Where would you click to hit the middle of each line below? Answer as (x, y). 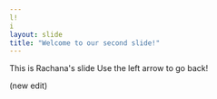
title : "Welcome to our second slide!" (85, 43)
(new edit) (29, 85)
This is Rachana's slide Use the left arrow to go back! (109, 68)
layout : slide (36, 34)
